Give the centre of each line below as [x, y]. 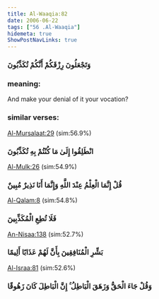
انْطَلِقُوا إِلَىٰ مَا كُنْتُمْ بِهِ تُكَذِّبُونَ [51, 151]
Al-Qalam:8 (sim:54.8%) [42, 200]
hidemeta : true [30, 34]
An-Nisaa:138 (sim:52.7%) [46, 234]
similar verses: [33, 117]
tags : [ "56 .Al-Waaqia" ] [44, 27]
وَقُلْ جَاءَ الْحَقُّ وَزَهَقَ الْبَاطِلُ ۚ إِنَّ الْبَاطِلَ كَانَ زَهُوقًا [79, 286]
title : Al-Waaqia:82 [38, 14]
